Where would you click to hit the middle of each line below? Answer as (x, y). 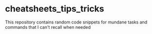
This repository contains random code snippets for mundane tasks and (76, 22)
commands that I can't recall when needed (48, 27)
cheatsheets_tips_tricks (55, 9)
